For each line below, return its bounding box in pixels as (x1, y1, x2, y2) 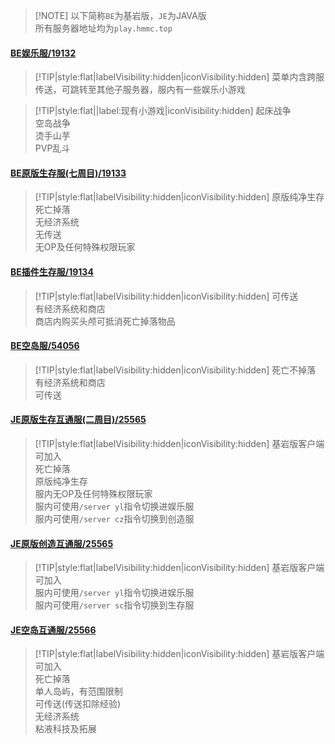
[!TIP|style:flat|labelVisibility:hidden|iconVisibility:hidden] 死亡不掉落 (34, 364, 317, 376)
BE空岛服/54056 (10, 340, 80, 352)
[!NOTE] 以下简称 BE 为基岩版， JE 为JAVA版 (34, 10, 207, 21)
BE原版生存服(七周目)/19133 (10, 167, 127, 179)
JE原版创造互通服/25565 (10, 537, 114, 549)
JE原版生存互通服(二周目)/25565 (10, 414, 147, 426)
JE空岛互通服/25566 (10, 624, 97, 636)
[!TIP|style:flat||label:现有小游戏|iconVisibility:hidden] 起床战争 (34, 105, 292, 117)
